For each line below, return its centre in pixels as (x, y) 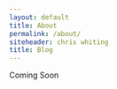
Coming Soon (34, 75)
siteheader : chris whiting (59, 42)
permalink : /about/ (45, 33)
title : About (33, 26)
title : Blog (31, 50)
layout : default (39, 17)
